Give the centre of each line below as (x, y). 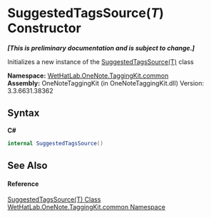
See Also (27, 166)
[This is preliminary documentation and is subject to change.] (101, 48)
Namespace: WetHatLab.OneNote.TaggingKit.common (88, 76)
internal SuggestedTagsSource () (55, 143)
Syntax (24, 113)
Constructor (45, 28)
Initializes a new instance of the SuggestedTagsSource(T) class (101, 61)
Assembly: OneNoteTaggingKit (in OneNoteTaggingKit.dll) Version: (106, 83)
